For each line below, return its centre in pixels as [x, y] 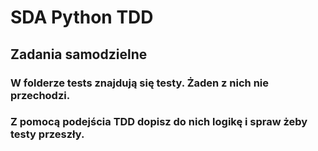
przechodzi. [40, 95]
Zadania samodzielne [79, 54]
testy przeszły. [47, 134]
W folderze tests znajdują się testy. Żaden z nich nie [140, 83]
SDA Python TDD [82, 17]
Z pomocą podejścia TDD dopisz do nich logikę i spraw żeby [159, 122]
